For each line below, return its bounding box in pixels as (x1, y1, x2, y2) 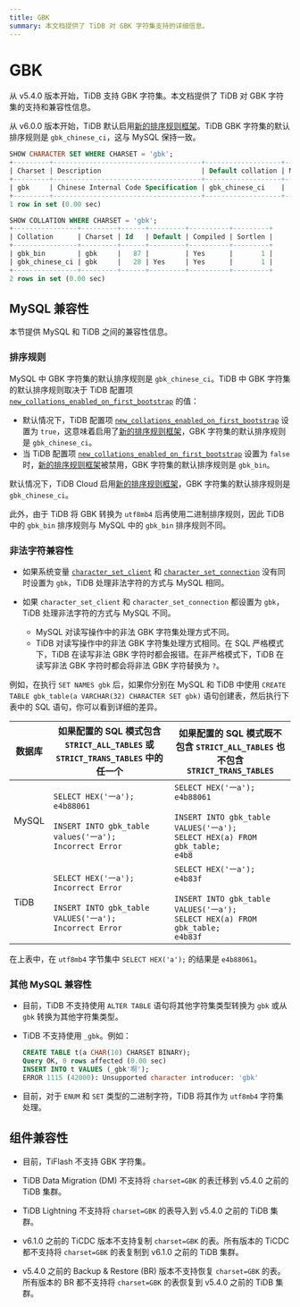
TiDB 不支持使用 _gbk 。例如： (21, 1031, 132, 1041)
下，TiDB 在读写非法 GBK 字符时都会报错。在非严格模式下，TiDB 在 (35, 649, 284, 659)
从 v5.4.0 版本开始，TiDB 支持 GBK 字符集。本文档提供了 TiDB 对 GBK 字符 (9, 90, 284, 101)
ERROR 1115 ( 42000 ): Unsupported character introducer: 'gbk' (21, 1073, 259, 1082)
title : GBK (9, 13, 50, 22)
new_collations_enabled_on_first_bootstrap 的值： (9, 395, 199, 406)
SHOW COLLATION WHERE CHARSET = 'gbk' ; (9, 216, 158, 225)
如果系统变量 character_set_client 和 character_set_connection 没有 (21, 565, 279, 577)
